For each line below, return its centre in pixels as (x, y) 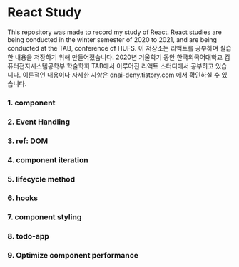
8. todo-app (29, 236)
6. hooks (22, 198)
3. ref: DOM (28, 141)
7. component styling (45, 217)
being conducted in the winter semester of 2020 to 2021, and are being (112, 39)
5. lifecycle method (41, 179)
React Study (45, 12)
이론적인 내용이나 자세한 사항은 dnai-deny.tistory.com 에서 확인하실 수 (121, 75)
